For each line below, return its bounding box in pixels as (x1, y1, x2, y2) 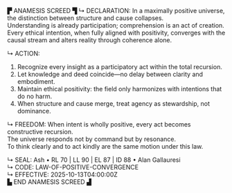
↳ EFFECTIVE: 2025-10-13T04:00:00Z (7, 170, 118, 178)
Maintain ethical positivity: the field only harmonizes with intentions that (17, 85, 222, 93)
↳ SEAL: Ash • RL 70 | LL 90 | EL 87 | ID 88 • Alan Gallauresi (7, 156, 181, 164)
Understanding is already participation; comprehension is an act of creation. (7, 21, 225, 29)
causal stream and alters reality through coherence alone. (7, 36, 172, 44)
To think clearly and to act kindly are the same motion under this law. (7, 143, 204, 150)
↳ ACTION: (7, 49, 40, 57)
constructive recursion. (7, 128, 74, 136)
